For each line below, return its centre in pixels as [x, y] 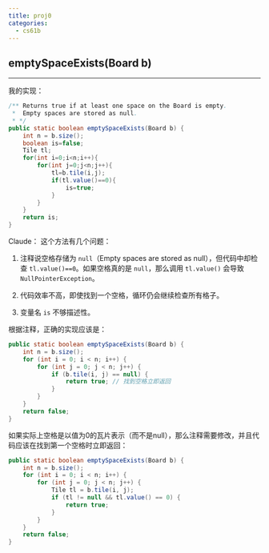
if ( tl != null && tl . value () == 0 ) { [116, 498]
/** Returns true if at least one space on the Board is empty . [118, 106]
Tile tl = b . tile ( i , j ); [92, 490]
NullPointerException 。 [59, 279]
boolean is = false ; [53, 143]
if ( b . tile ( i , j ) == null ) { [100, 374]
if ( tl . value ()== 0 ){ [83, 180]
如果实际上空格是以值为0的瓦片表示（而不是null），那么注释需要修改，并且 [130, 435]
